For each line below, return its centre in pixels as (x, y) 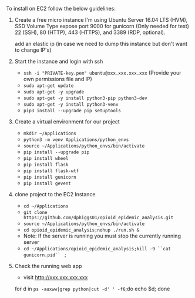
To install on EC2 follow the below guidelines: (61, 9)
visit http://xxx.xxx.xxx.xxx (56, 277)
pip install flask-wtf (51, 171)
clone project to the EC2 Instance (55, 194)
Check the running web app (48, 266)
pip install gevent (47, 183)
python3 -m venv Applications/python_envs (76, 140)
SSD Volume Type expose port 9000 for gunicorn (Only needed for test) (102, 26)
